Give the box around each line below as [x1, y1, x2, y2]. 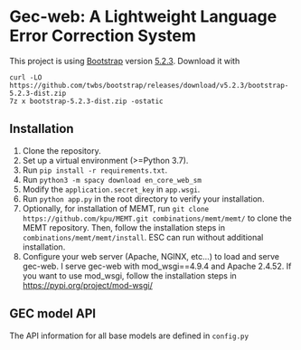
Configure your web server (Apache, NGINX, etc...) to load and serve [22, 251, 280, 261]
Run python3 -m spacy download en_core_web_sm [22, 174, 202, 184]
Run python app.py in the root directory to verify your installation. [22, 193, 265, 204]
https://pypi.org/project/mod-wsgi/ [22, 279, 154, 290]
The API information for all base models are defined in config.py [9, 330, 249, 341]
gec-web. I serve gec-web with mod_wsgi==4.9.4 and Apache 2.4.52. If [22, 260, 292, 271]
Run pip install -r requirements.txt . [22, 165, 168, 175]
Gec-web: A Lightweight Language [9, 6, 277, 27]
